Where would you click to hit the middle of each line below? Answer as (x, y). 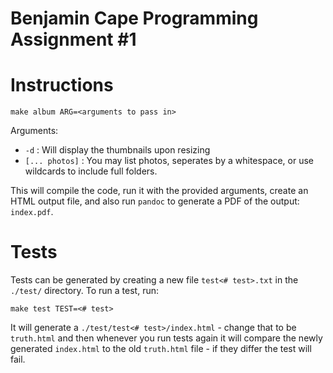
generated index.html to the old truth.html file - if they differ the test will (161, 349)
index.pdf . (32, 212)
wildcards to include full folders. (91, 171)
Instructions (62, 85)
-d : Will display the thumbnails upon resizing (117, 150)
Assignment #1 (73, 39)
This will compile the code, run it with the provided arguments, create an (159, 191)
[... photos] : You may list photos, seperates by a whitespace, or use (169, 161)
